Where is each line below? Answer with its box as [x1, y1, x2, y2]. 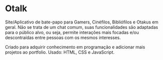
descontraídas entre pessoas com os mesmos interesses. [5, 35, 121, 40]
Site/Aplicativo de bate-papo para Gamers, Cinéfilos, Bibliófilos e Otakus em [5, 19, 159, 25]
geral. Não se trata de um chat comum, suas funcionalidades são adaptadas [5, 24, 159, 30]
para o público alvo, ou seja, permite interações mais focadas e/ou [5, 29, 139, 35]
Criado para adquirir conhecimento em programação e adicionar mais [5, 44, 145, 50]
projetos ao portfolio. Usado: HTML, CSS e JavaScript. [5, 49, 115, 55]
